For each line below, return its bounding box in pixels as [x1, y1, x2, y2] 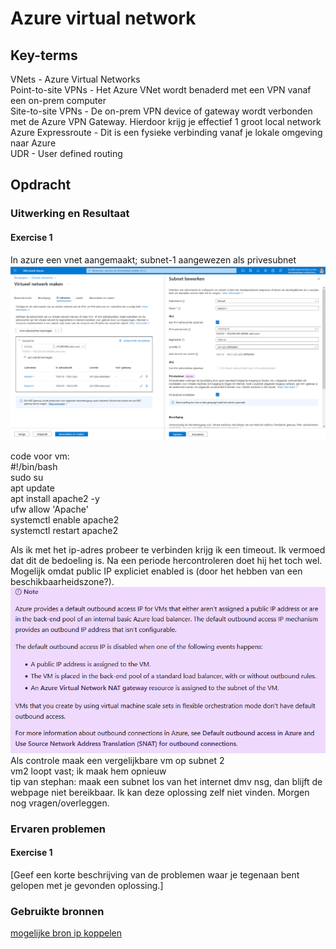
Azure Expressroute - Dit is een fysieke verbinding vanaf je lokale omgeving [10, 127, 323, 138]
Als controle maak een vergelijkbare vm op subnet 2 [10, 754, 225, 766]
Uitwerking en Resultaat [10, 207, 130, 221]
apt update [10, 482, 55, 494]
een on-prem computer [10, 95, 107, 106]
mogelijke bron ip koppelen [10, 927, 123, 939]
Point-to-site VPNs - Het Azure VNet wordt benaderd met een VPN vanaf [10, 84, 312, 96]
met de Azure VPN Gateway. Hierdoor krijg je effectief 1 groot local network [10, 116, 322, 127]
